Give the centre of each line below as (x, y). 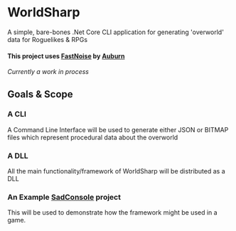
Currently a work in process (48, 72)
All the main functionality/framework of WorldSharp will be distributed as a (116, 171)
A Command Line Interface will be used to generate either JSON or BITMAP (118, 129)
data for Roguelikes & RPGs (47, 39)
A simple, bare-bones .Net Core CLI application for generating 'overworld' (116, 32)
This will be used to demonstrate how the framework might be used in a (113, 213)
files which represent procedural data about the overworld (93, 137)
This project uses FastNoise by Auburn (66, 56)
